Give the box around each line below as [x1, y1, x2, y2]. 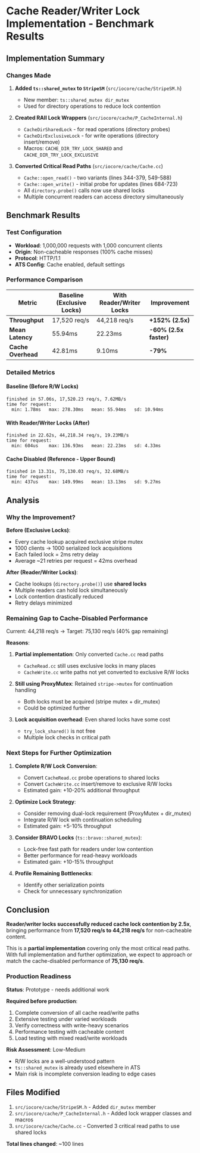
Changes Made [6, 71, 51, 79]
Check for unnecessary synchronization [23, 887, 122, 895]
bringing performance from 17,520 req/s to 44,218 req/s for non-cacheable [6, 927, 192, 934]
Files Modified [6, 1087, 61, 1098]
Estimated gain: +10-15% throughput [23, 858, 114, 865]
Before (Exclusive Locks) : [6, 526, 71, 534]
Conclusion [6, 905, 50, 915]
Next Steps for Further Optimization [6, 749, 112, 757]
